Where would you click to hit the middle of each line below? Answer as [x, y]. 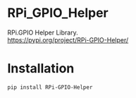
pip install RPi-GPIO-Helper [50, 87]
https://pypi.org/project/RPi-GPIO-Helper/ [68, 39]
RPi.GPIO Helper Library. [43, 32]
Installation [41, 69]
